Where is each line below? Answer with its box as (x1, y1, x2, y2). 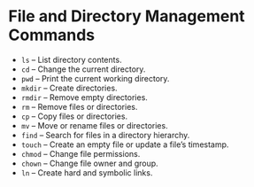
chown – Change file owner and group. (20, 158, 158, 168)
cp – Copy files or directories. (20, 111, 128, 121)
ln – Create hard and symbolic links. (20, 167, 153, 178)
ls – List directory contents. (20, 54, 122, 65)
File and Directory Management (8, 6, 245, 27)
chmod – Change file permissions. (20, 148, 141, 159)
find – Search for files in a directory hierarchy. (20, 129, 190, 140)
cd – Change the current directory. (20, 64, 146, 74)
